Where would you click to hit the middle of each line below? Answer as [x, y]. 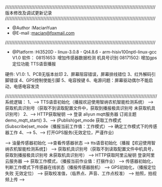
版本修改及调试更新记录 [28, 13]
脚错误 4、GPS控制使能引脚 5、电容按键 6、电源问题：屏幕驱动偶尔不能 [77, 80]
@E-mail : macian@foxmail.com [43, 33]
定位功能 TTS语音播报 [34, 64]
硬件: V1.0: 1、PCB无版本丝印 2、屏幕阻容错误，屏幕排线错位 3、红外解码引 [80, 74]
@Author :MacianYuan [35, 28]
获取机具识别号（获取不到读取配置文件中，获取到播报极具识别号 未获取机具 [80, 108]
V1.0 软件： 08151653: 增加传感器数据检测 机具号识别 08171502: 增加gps [84, 58]
